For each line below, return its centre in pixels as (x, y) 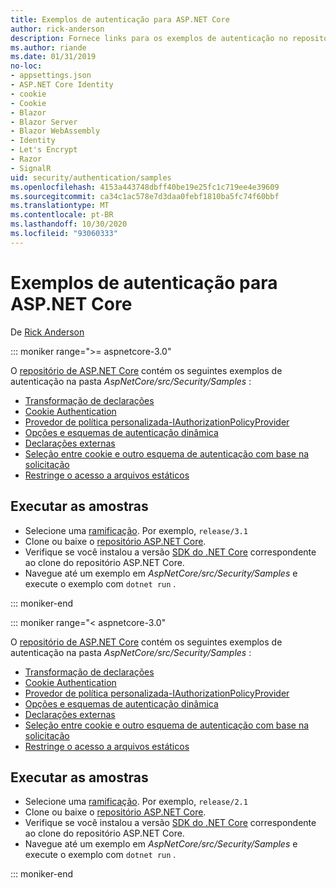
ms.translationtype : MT (60, 206)
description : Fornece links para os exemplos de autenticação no (149, 38)
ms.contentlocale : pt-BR (62, 215)
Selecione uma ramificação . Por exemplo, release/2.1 (136, 802)
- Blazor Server (44, 122)
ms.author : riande (48, 47)
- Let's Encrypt (44, 150)
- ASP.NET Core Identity (62, 85)
